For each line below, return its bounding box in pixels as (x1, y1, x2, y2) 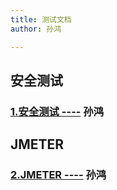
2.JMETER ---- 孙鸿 (10, 168, 107, 182)
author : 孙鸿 (10, 24, 62, 34)
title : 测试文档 (10, 14, 72, 25)
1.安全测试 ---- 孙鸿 (10, 104, 105, 118)
